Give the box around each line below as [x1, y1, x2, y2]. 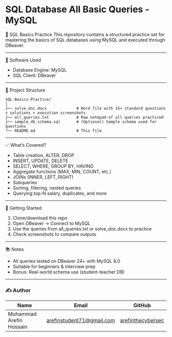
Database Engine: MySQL [12, 66, 67, 73]
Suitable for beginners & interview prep [12, 263, 96, 269]
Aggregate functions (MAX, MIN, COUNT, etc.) [12, 168, 112, 174]
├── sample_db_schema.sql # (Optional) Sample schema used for [5, 119, 157, 124]
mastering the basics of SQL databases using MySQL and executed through [5, 37, 165, 43]
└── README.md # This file [5, 128, 102, 133]
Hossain [8, 323, 28, 330]
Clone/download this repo [12, 215, 68, 221]
